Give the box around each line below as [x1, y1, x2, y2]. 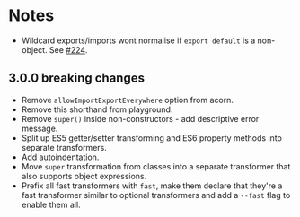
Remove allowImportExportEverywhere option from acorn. [21, 94, 234, 105]
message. [21, 123, 58, 134]
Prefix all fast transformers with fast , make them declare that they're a [21, 180, 283, 191]
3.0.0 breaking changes [8, 71, 146, 86]
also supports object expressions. [21, 170, 147, 181]
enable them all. [21, 199, 82, 210]
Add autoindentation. [21, 152, 100, 162]
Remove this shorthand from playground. [21, 104, 173, 115]
